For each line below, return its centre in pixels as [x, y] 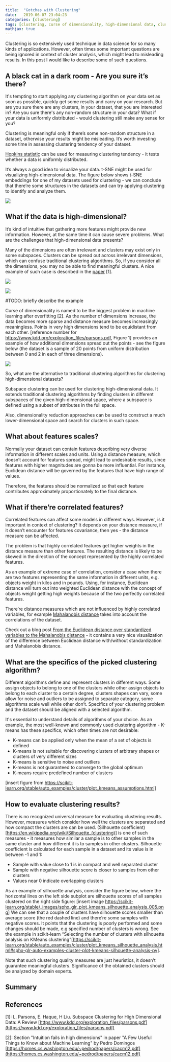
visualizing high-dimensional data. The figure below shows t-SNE [74, 175]
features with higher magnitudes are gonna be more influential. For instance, [85, 465]
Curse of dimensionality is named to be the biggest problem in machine [80, 310]
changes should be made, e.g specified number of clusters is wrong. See [82, 929]
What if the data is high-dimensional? [66, 217]
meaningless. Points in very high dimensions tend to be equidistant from [81, 327]
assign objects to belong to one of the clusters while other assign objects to [85, 688]
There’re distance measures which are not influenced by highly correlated [83, 609]
